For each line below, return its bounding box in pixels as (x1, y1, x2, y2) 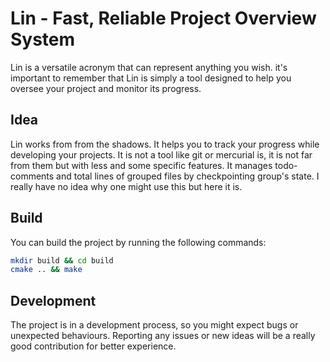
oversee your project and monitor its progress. (10, 82, 202, 94)
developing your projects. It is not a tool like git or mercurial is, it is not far (10, 148, 313, 161)
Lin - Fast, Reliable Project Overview (10, 7, 317, 30)
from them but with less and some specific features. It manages (10, 159, 273, 171)
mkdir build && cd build (10, 255, 114, 266)
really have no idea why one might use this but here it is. (10, 180, 243, 192)
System (10, 28, 76, 51)
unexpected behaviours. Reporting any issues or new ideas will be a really (10, 330, 316, 342)
